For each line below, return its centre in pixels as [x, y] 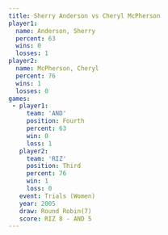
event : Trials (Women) [57, 196]
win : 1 [37, 181]
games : [19, 99]
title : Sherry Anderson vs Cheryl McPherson [84, 16]
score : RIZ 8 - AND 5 [55, 219]
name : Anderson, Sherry [55, 31]
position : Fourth [55, 121]
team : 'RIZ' [46, 158]
